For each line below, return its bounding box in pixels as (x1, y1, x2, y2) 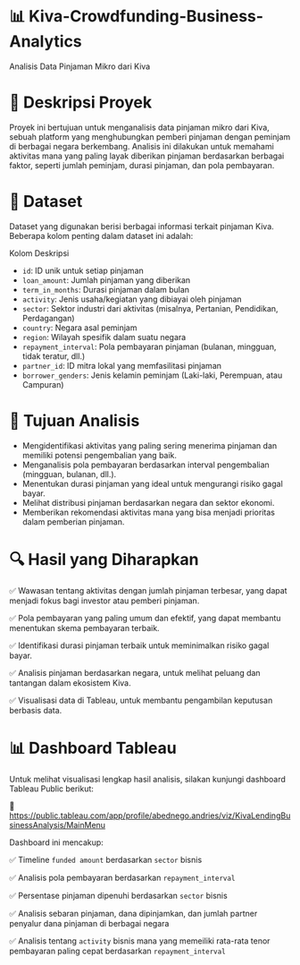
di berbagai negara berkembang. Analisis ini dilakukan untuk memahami (9, 141, 274, 151)
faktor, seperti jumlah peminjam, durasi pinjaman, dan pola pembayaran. (9, 159, 275, 170)
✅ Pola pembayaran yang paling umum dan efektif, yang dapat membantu (9, 612, 281, 623)
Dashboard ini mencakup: (9, 837, 104, 848)
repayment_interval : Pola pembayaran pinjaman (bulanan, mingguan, (21, 341, 277, 352)
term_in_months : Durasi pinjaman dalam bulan (21, 284, 190, 295)
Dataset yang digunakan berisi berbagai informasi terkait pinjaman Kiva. (9, 220, 274, 232)
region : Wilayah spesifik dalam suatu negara (21, 331, 187, 342)
